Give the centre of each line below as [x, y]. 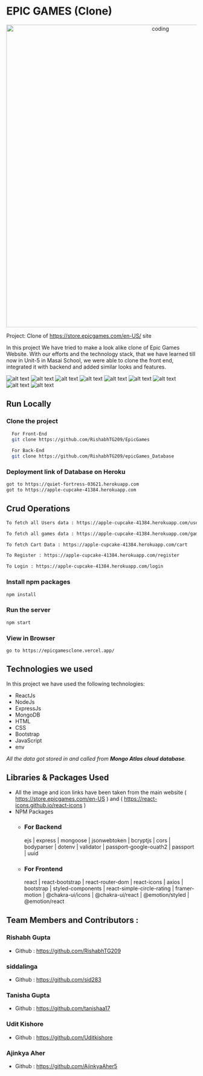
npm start [19, 622]
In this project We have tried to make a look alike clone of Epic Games [93, 347]
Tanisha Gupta [28, 995]
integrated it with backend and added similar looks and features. [86, 367]
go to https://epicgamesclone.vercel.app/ [60, 651]
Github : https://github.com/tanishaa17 [63, 1008]
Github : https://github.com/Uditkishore [64, 1037]
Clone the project [32, 421]
